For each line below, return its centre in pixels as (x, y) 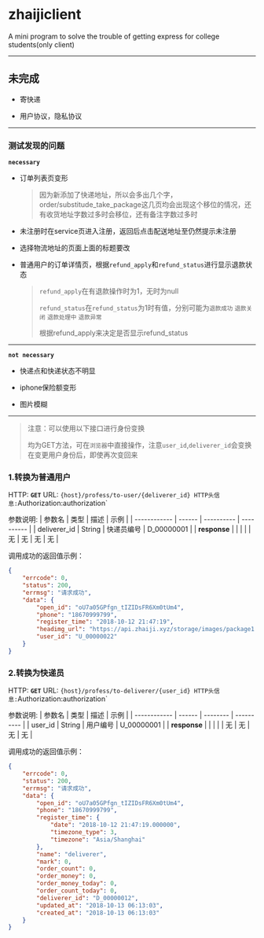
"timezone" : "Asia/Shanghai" (98, 840)
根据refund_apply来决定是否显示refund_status (114, 333)
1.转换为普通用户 (40, 477)
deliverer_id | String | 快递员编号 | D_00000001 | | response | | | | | (144, 530)
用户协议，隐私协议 (51, 116)
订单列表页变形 (44, 178)
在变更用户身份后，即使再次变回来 (82, 455)
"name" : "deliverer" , (72, 854)
